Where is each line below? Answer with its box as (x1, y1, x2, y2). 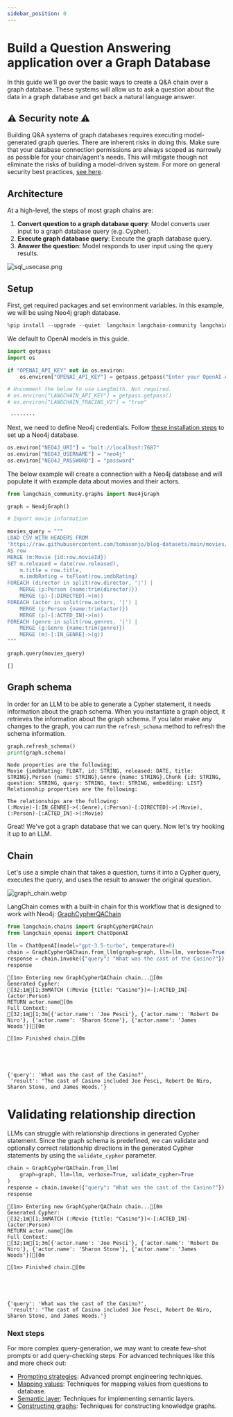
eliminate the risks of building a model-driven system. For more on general (7, 160, 221, 169)
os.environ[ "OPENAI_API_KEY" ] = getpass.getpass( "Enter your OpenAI (19, 373, 222, 380)
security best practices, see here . (7, 168, 103, 176)
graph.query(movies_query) (7, 650, 85, 657)
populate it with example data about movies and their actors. (7, 476, 180, 486)
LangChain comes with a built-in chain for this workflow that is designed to (7, 902, 221, 911)
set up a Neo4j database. (7, 431, 80, 439)
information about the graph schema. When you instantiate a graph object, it (7, 707, 225, 715)
